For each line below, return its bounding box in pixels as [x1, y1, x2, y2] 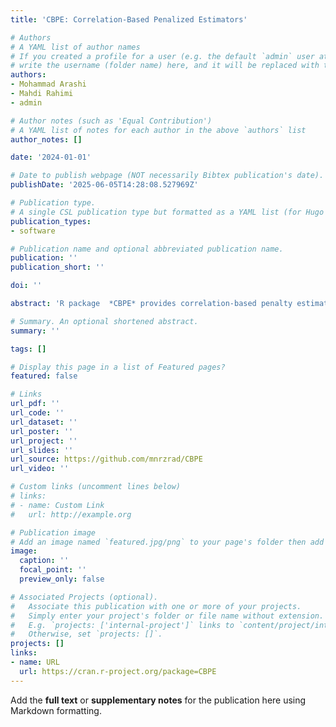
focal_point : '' [19, 565, 87, 575]
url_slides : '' [10, 445, 74, 455]
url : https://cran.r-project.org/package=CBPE [19, 666, 217, 676]
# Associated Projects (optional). [10, 592, 159, 602]
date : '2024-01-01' [10, 152, 92, 163]
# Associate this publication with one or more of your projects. [10, 601, 302, 611]
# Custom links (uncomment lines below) [10, 482, 182, 492]
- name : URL [10, 657, 60, 667]
